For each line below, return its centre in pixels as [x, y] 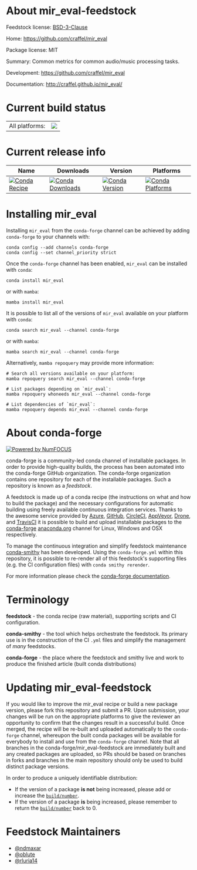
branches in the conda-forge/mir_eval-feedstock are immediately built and [96, 748]
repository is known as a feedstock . [49, 485]
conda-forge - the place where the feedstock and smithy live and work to [95, 658]
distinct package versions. [38, 766]
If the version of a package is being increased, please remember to [96, 802]
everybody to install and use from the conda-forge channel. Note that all [93, 741]
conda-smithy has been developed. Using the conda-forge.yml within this [95, 552]
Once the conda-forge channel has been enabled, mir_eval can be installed [97, 264]
